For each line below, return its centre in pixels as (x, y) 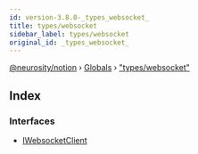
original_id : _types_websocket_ (69, 42)
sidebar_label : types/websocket (69, 34)
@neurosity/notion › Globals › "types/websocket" (99, 68)
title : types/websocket (54, 26)
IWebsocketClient (54, 140)
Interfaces (32, 121)
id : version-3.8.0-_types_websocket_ (79, 17)
